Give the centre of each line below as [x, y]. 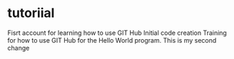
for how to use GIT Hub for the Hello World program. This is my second [112, 40]
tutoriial [31, 13]
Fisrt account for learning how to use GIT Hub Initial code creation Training [117, 33]
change [19, 48]
